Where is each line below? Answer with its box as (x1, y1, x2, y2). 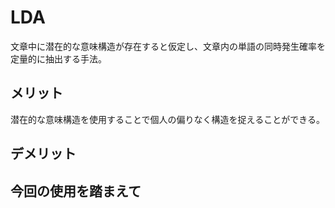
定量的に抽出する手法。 (10, 52, 107, 65)
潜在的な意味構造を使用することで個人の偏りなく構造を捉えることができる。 (10, 113, 325, 125)
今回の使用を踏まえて (10, 182, 142, 200)
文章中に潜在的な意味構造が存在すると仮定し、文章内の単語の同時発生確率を (10, 40, 326, 52)
